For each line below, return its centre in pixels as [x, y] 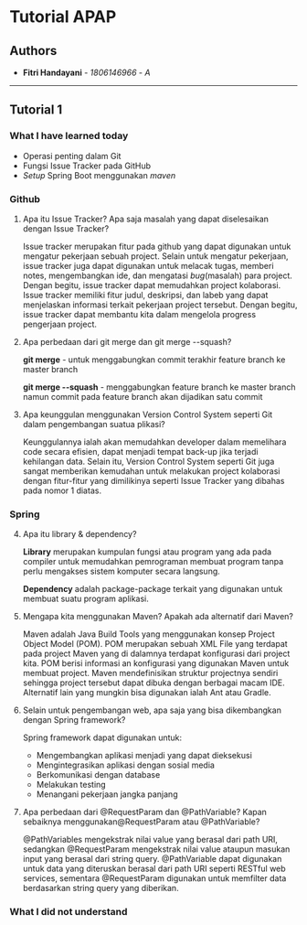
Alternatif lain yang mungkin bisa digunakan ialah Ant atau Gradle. [147, 693]
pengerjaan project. [60, 324]
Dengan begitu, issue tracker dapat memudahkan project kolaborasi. [152, 285]
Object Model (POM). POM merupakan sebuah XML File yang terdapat [155, 644]
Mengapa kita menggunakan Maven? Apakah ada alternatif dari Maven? [158, 617]
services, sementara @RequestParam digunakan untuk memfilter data [154, 878]
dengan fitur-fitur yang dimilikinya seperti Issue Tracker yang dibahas [153, 480]
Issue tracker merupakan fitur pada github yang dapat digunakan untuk [157, 246]
